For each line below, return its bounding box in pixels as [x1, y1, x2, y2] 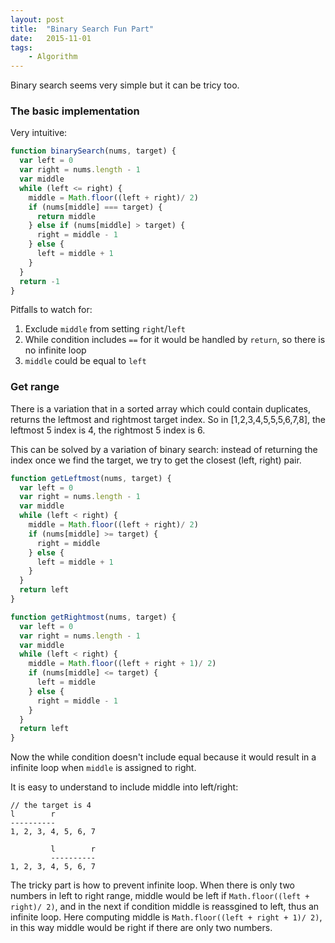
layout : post [10, 14, 65, 25]
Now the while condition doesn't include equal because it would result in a [10, 751, 317, 763]
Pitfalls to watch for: [10, 304, 93, 316]
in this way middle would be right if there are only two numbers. [10, 922, 273, 934]
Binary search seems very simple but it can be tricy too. [10, 79, 240, 91]
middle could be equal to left [24, 355, 147, 367]
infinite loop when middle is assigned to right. [10, 762, 197, 774]
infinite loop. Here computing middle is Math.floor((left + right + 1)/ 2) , [10, 911, 323, 923]
